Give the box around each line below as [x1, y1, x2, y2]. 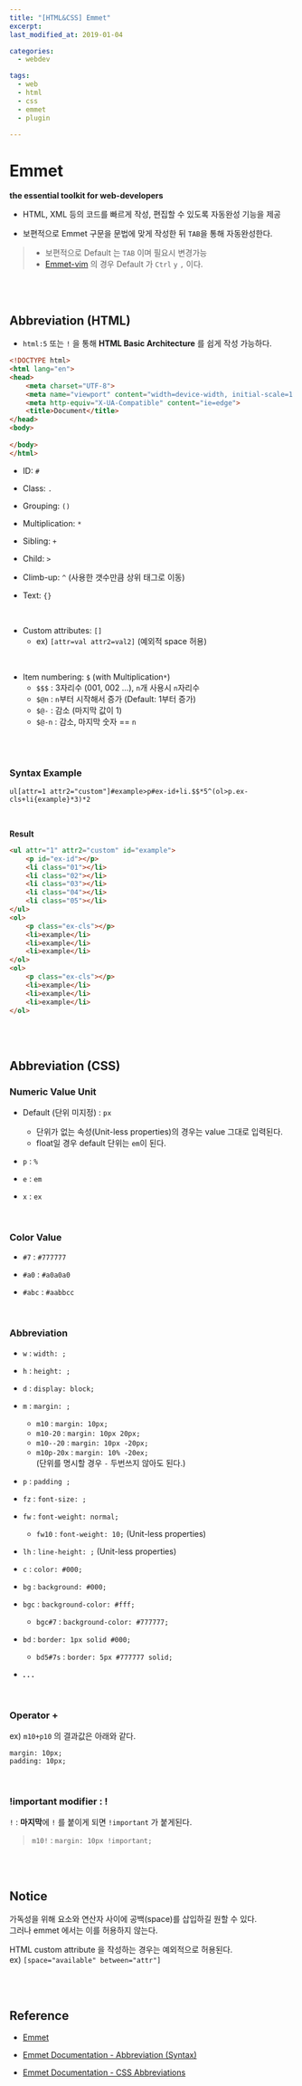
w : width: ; [22, 1347, 67, 1358]
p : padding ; [22, 1475, 71, 1486]
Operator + [9, 1709, 59, 1722]
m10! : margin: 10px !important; [31, 1835, 153, 1846]
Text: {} [22, 590, 52, 601]
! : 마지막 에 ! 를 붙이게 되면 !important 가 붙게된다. [9, 1817, 193, 1828]
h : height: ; [22, 1365, 71, 1376]
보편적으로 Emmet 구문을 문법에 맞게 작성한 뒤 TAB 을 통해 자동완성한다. [22, 228, 273, 239]
